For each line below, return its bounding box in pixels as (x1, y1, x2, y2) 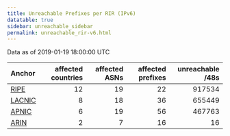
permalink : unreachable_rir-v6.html (7, 29, 112, 36)
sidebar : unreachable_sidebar (7, 23, 94, 30)
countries (51, 73, 84, 82)
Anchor (10, 69, 36, 78)
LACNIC (10, 95, 36, 105)
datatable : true (7, 16, 53, 23)
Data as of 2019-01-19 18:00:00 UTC (7, 48, 110, 56)
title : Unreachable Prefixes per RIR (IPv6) (7, 10, 136, 17)
